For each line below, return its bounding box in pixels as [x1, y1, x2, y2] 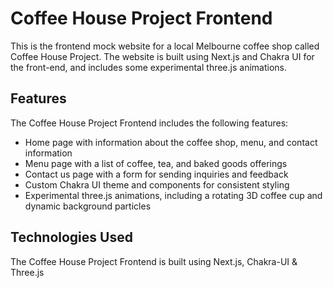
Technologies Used [10, 229, 133, 246]
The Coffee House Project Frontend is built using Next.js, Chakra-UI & [10, 255, 298, 267]
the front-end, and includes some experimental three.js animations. [10, 61, 287, 73]
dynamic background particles [24, 200, 152, 212]
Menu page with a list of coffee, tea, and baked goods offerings [24, 157, 288, 169]
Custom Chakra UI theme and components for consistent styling [24, 178, 290, 191]
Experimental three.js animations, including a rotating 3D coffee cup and [24, 189, 323, 201]
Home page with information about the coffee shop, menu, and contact [24, 136, 318, 148]
